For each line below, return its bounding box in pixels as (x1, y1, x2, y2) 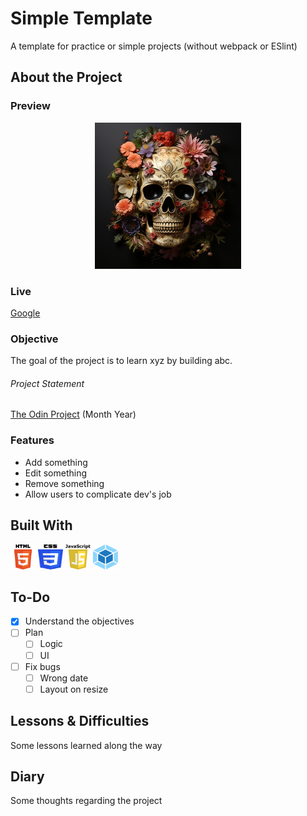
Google (10, 307, 41, 319)
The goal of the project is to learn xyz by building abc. (10, 355, 233, 367)
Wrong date (39, 672, 89, 684)
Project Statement (10, 377, 85, 389)
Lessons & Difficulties (10, 713, 150, 730)
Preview (10, 99, 51, 113)
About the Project (10, 69, 123, 86)
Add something (24, 456, 88, 468)
